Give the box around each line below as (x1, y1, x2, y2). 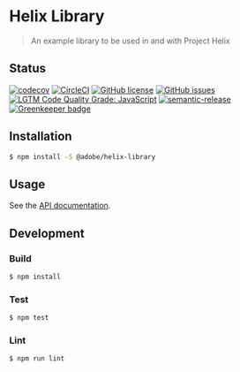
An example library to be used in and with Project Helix (30, 35, 231, 46)
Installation (9, 129, 72, 144)
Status (9, 61, 47, 76)
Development (9, 225, 86, 240)
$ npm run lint (9, 354, 65, 363)
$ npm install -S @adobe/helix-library (9, 152, 156, 161)
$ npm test (9, 314, 49, 323)
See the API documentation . (9, 201, 111, 211)
